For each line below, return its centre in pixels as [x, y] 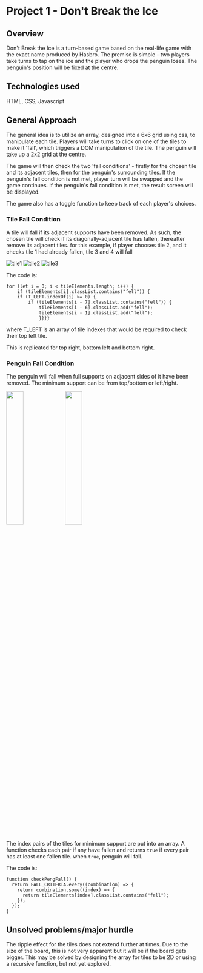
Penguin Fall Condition [40, 363]
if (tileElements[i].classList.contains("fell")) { [84, 291]
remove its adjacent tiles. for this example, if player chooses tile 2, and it [96, 245]
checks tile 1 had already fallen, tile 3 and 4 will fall [69, 251]
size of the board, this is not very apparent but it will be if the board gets [96, 951]
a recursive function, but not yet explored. [58, 964]
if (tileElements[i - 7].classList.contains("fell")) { [100, 302]
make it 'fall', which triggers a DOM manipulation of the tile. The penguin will [101, 147]
